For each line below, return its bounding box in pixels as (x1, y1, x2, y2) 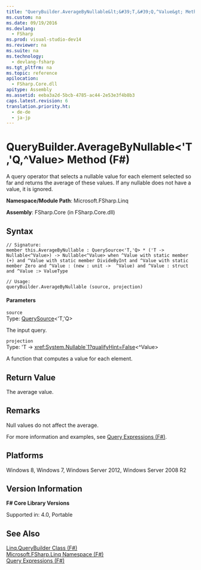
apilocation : (6, 75, 39, 81)
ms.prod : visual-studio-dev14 (6, 37, 82, 43)
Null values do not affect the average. (6, 422, 99, 429)
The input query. (6, 327, 47, 334)
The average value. (6, 389, 54, 396)
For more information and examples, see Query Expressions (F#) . (6, 433, 167, 440)
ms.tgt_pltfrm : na (6, 64, 52, 71)
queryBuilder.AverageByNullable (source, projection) (6, 284, 144, 290)
